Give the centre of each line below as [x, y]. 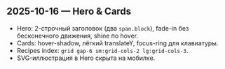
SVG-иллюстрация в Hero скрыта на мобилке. [86, 58]
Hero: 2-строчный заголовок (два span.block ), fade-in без [103, 28]
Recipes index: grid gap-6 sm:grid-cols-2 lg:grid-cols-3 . [102, 50]
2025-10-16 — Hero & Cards [69, 11]
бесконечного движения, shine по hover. [77, 36]
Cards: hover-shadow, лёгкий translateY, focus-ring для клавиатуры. [117, 43]
